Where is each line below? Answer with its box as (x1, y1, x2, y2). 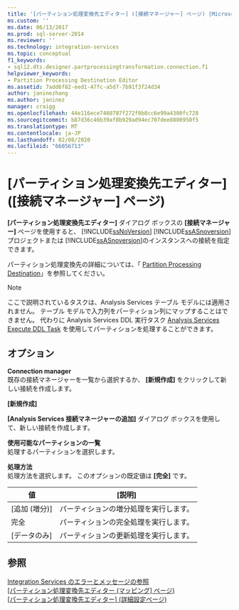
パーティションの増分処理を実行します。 (59, 503, 194, 513)
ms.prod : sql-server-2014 (7, 30, 84, 38)
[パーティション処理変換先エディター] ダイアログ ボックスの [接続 (7, 219, 200, 227)
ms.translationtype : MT (7, 122, 78, 130)
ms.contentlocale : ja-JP (7, 130, 81, 137)
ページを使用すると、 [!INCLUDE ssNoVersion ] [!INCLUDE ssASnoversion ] (17, 227, 231, 236)
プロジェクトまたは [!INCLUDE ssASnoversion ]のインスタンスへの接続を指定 (7, 236, 230, 245)
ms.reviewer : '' (7, 37, 55, 44)
